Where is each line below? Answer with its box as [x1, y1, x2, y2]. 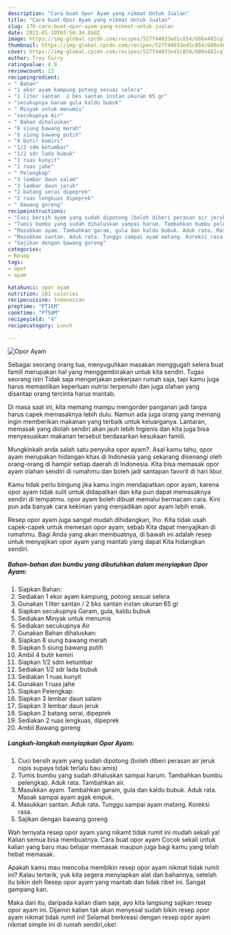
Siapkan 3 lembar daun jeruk [17, 701, 99, 710]
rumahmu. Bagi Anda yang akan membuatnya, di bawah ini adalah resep [8, 530, 212, 538]
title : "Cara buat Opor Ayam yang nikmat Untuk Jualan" [8, 16, 171, 23]
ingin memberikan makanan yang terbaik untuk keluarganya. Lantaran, [8, 417, 207, 425]
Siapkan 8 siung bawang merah [17, 636, 108, 644]
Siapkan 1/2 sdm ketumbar [17, 658, 93, 666]
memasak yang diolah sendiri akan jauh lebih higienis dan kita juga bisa [8, 425, 210, 433]
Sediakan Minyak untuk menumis [17, 614, 112, 622]
